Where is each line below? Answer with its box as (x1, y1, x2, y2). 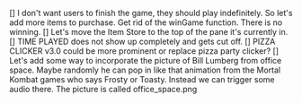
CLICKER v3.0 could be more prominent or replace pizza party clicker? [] (9, 46, 280, 56)
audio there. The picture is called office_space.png (9, 84, 198, 94)
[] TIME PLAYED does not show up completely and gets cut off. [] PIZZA (9, 36, 276, 47)
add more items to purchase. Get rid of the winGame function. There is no (9, 17, 283, 28)
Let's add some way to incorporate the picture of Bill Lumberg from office (9, 56, 282, 65)
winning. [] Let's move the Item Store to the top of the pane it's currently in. (9, 27, 289, 37)
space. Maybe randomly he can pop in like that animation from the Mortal (9, 64, 281, 75)
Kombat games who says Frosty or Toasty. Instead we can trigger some (9, 74, 276, 84)
